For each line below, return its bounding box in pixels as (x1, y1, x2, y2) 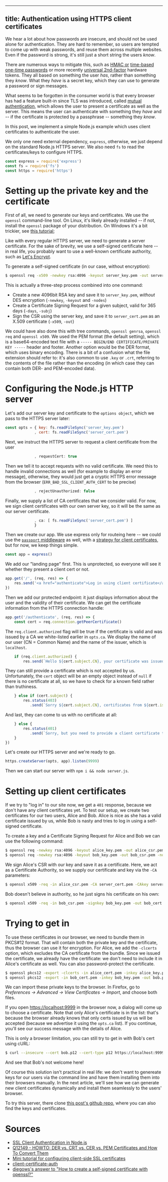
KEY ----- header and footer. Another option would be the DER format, (5, 344, 151, 350)
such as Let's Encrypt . (5, 254, 51, 260)
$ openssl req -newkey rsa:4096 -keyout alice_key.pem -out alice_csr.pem (5, 848, 164, 853)
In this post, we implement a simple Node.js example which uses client (5, 123, 151, 129)
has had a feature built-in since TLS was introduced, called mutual (5, 98, 142, 104)
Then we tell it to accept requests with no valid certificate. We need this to (5, 463, 158, 469)
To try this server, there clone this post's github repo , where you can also (5, 1100, 156, 1106)
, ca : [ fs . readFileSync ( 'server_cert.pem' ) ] (34, 518, 133, 523)
